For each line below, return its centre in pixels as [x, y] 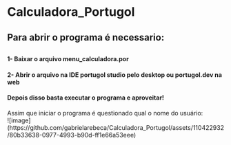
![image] [19, 120]
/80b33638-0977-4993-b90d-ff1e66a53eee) [72, 135]
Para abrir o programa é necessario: [86, 37]
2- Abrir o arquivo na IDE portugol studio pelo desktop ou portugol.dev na [115, 75]
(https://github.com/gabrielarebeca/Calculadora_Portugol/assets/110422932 [116, 127]
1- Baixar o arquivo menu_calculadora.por [68, 58]
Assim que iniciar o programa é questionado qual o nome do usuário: [105, 113]
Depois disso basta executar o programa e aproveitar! [86, 98]
